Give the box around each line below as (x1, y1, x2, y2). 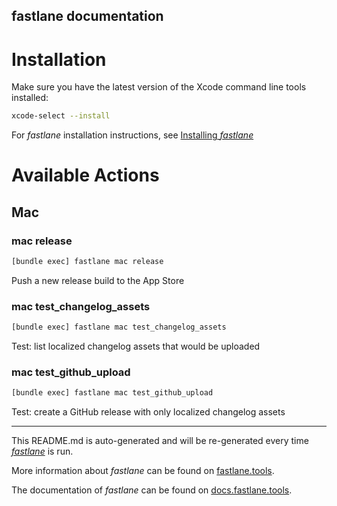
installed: (11, 92, 49, 104)
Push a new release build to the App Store (11, 274, 185, 286)
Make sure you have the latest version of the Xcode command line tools (11, 81, 307, 93)
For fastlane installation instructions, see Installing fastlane (11, 129, 254, 141)
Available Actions (11, 164, 160, 187)
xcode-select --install (11, 111, 111, 121)
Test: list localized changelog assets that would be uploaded (11, 340, 261, 353)
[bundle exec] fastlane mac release (11, 257, 164, 267)
